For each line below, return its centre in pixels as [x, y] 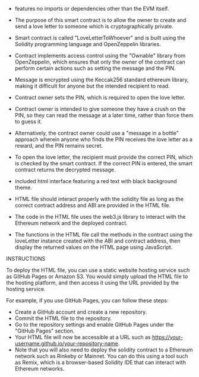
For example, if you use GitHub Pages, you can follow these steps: [87, 301]
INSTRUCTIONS [26, 258]
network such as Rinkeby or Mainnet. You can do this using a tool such [101, 356]
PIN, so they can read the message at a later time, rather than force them [104, 115]
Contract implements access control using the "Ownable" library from [100, 55]
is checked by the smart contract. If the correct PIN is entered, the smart [104, 163]
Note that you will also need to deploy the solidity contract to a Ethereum [104, 350]
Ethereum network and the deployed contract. [71, 223]
